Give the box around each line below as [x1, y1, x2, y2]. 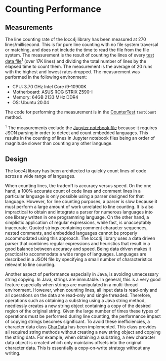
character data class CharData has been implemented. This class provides [5, 324, 157, 330]
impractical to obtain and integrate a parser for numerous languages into [5, 209, 153, 215]
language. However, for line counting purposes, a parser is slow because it [5, 199, 158, 205]
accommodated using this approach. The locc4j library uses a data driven [5, 235, 156, 241]
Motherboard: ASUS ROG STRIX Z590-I [12, 89, 93, 95]
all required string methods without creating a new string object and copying [5, 329, 161, 335]
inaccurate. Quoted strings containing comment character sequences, [5, 225, 148, 231]
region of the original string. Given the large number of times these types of [5, 308, 159, 314]
